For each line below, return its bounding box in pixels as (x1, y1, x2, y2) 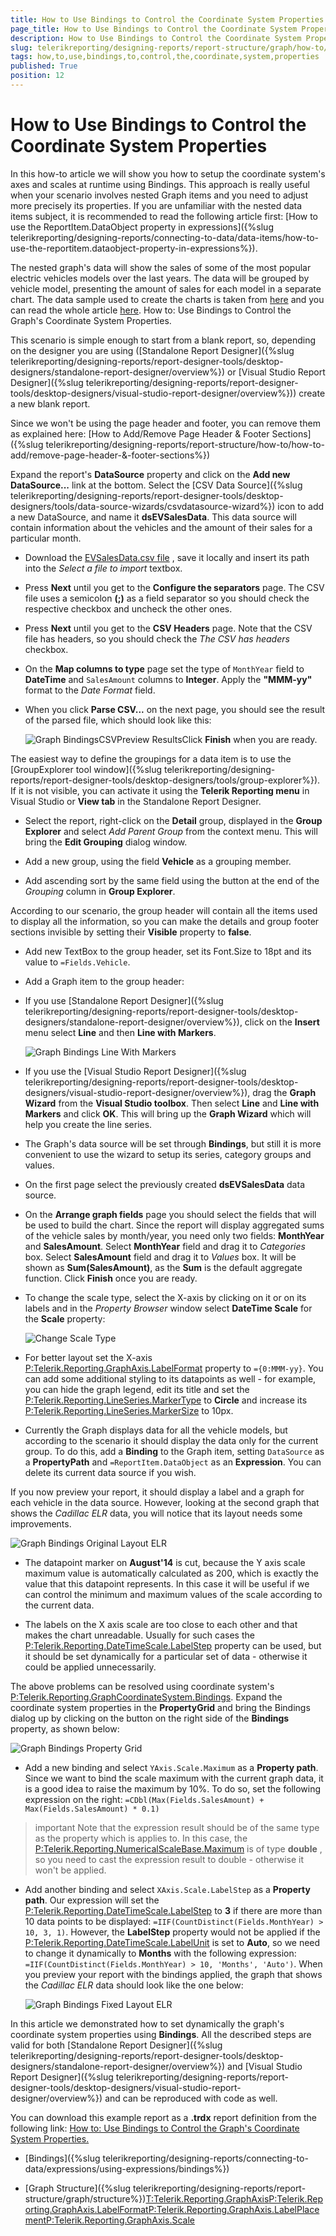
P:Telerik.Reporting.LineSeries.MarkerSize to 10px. (24, 1404, 234, 1416)
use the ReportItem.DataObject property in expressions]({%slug (10, 221, 274, 233)
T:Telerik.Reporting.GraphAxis (145, 2192, 270, 2205)
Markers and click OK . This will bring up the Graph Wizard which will (24, 1107, 312, 1120)
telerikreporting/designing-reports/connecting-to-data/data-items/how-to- (10, 231, 320, 243)
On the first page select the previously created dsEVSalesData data (24, 1178, 305, 1190)
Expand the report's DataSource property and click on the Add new (10, 468, 291, 480)
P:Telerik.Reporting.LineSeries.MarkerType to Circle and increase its (24, 1394, 308, 1406)
